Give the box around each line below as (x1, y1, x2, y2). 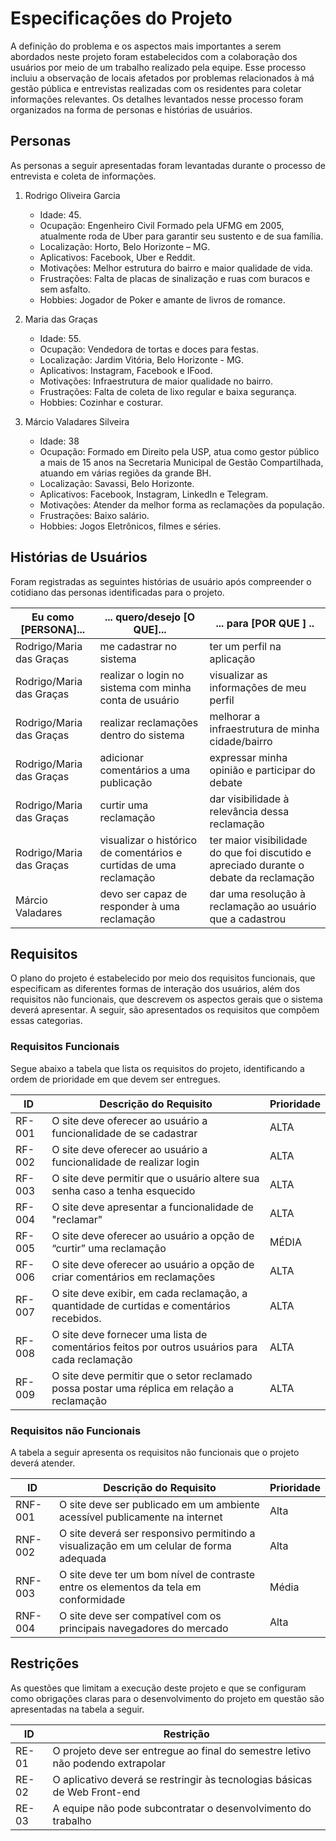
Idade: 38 (39, 435, 80, 447)
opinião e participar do (209, 763, 316, 777)
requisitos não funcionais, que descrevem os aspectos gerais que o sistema (10, 993, 323, 1006)
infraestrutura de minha (209, 722, 320, 736)
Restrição (163, 1727, 210, 1741)
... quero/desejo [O (104, 610, 195, 624)
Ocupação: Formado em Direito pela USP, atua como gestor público (39, 445, 320, 457)
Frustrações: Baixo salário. (39, 509, 150, 521)
